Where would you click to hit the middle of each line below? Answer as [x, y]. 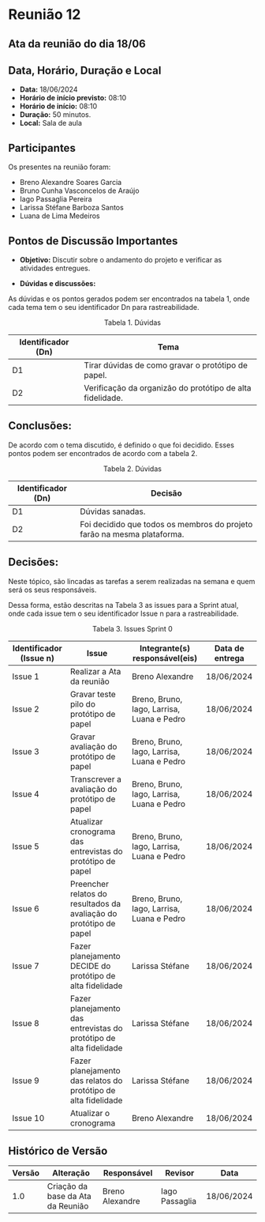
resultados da [95, 903]
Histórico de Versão [58, 1151]
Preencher [89, 884]
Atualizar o [90, 1113]
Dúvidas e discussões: [58, 284]
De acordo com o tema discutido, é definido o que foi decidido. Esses [121, 445]
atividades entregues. [55, 268]
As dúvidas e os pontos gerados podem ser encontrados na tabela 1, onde [129, 299]
